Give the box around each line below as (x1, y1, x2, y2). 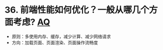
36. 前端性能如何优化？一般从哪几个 (4, 4, 149, 16)
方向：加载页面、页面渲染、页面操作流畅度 (11, 39, 98, 45)
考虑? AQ (13, 17, 50, 28)
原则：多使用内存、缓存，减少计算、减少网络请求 (11, 33, 111, 39)
